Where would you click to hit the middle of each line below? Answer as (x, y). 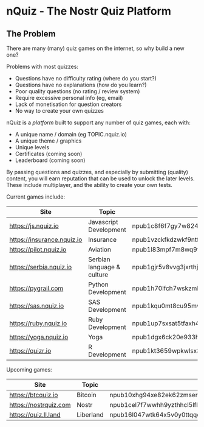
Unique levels (32, 147)
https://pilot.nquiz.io (38, 249)
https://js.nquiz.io (34, 226)
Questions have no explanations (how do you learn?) (81, 85)
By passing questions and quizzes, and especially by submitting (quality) (97, 172)
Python (98, 284)
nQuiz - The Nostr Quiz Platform (89, 11)
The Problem (31, 34)
